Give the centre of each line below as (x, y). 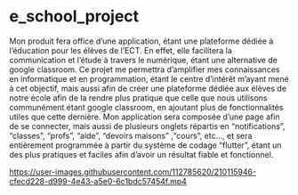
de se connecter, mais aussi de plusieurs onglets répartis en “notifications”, (147, 126)
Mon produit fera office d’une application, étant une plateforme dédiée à (141, 41)
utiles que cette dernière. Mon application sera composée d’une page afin (145, 117)
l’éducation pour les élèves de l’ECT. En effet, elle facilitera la (121, 50)
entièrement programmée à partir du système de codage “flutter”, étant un (145, 145)
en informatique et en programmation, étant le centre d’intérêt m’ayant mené (149, 78)
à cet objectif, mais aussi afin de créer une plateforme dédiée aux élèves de (148, 88)
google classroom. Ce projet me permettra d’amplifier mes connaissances (145, 69)
